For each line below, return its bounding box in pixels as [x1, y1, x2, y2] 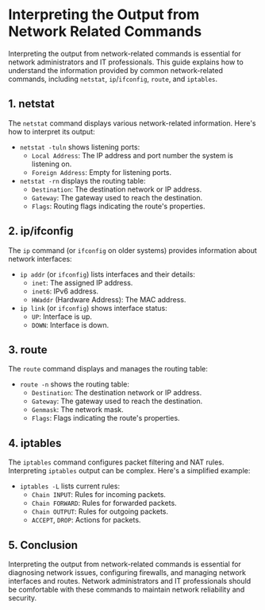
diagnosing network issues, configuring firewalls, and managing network [8, 568, 246, 577]
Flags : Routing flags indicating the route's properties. [31, 201, 205, 211]
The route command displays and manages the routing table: [8, 364, 208, 374]
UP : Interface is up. [31, 312, 93, 321]
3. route [8, 343, 48, 356]
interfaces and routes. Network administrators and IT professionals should [8, 577, 252, 585]
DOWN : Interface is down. [31, 320, 109, 329]
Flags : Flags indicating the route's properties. [31, 414, 180, 423]
